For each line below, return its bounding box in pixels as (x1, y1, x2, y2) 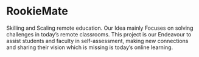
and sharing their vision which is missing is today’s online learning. (6, 44, 173, 51)
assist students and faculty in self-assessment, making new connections (6, 37, 189, 44)
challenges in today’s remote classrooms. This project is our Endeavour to (6, 30, 192, 38)
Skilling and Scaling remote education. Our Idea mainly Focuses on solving (6, 24, 194, 32)
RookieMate (6, 4, 68, 18)
